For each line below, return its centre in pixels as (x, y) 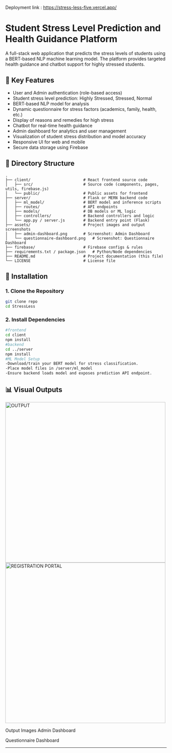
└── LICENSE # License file (60, 261)
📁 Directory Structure (40, 164)
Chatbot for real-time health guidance (52, 125)
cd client (16, 335)
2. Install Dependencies (35, 319)
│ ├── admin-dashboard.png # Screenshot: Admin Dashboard (78, 234)
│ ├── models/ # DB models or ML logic (71, 211)
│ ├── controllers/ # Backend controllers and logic (80, 216)
